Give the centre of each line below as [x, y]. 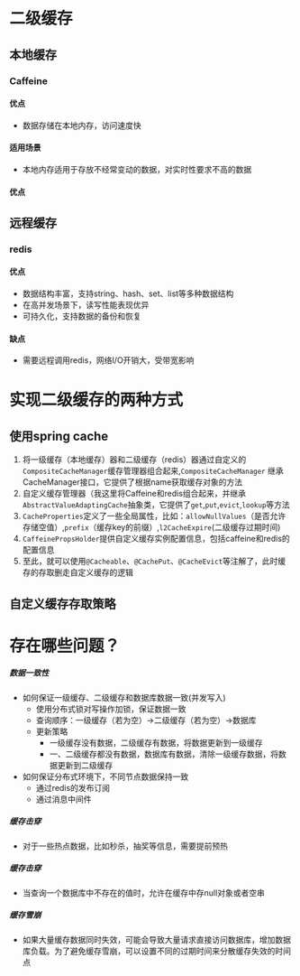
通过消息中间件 [64, 799]
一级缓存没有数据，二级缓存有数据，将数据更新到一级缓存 [156, 742]
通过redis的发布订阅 [73, 787]
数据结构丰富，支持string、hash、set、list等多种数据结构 [128, 293]
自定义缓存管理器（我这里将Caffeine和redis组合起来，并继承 [134, 494]
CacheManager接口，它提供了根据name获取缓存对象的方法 [132, 482]
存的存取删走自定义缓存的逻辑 [77, 572]
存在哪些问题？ [65, 646]
